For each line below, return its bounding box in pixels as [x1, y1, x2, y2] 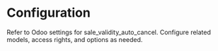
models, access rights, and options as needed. [6, 35, 143, 43]
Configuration [6, 5, 91, 21]
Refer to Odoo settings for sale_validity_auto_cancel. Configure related [6, 28, 212, 36]
